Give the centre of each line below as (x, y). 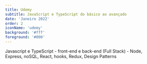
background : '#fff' (25, 32)
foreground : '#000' (25, 37)
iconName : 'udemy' (24, 28)
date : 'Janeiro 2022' (27, 19)
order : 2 (14, 23)
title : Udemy (18, 10)
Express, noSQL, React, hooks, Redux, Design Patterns (61, 56)
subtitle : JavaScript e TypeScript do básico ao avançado (66, 14)
